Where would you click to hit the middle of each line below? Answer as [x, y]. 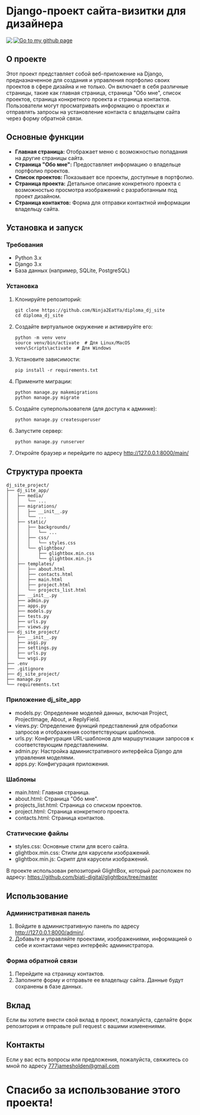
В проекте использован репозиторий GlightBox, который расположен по [99, 871]
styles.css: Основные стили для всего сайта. [72, 846]
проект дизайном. [38, 196]
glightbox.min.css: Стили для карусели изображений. [82, 853]
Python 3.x [28, 258]
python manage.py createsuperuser [58, 420]
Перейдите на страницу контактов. [59, 974]
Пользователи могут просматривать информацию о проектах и [87, 106]
